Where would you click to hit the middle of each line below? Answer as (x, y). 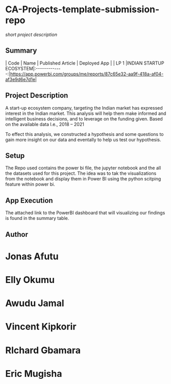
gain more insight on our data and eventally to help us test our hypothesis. (83, 139)
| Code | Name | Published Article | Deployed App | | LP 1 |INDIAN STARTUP (85, 63)
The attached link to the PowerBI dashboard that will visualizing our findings (85, 213)
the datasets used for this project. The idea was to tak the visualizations (81, 173)
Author (17, 234)
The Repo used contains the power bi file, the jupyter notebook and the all (83, 168)
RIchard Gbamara (43, 350)
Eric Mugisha (34, 373)
